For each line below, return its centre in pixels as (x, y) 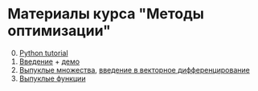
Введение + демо (49, 61)
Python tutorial (44, 53)
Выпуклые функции (52, 78)
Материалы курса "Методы (106, 14)
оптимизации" (59, 31)
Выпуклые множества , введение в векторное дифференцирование (134, 69)
